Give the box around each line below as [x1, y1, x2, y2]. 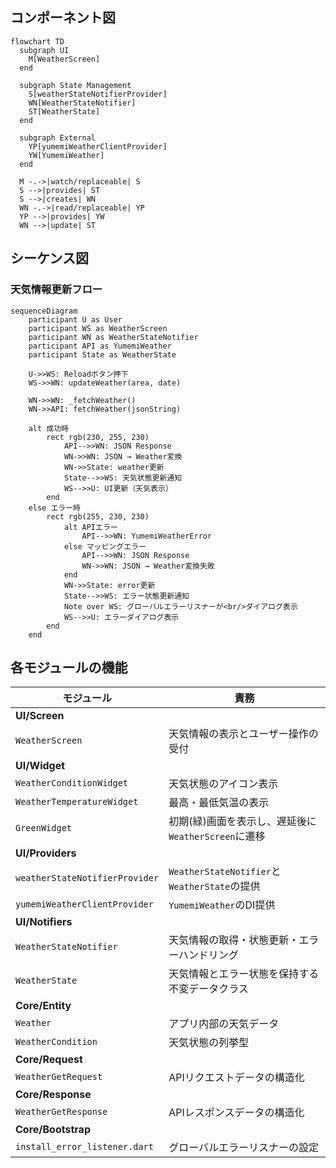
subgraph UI [19, 45, 70, 55]
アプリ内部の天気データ [168, 1017, 280, 1031]
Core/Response [15, 1088, 92, 1102]
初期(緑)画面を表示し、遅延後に [168, 814, 317, 828]
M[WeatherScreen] [28, 54, 101, 64]
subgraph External [19, 133, 97, 143]
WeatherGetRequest [15, 1071, 103, 1083]
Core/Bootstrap [15, 1123, 91, 1137]
